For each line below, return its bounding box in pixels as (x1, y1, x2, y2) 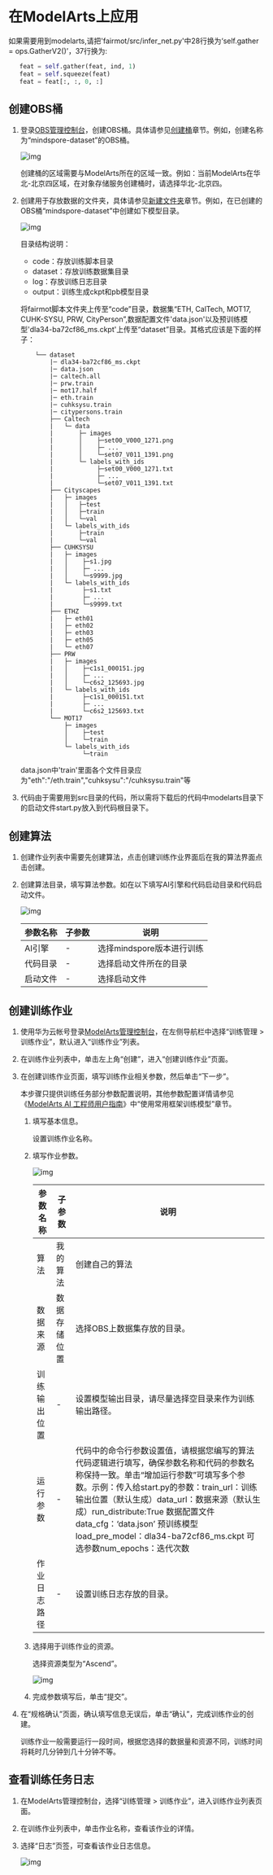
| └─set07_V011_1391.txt (50, 480, 174, 488)
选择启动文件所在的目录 (97, 958, 188, 970)
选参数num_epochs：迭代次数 (75, 1543, 189, 1553)
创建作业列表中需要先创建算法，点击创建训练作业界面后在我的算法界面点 (19, 852, 262, 862)
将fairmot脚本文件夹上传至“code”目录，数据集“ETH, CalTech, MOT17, (19, 304, 252, 314)
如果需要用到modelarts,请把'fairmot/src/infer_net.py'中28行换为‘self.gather (8, 36, 259, 46)
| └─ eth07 (50, 643, 93, 651)
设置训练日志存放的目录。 (75, 1588, 173, 1600)
